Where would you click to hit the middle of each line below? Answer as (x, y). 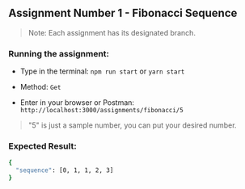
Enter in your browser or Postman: (77, 103)
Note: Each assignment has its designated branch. (112, 32)
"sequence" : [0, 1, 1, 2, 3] (65, 170)
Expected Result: (42, 146)
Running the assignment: (59, 53)
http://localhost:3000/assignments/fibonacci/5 (101, 111)
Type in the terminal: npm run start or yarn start (102, 71)
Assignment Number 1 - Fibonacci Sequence (123, 13)
